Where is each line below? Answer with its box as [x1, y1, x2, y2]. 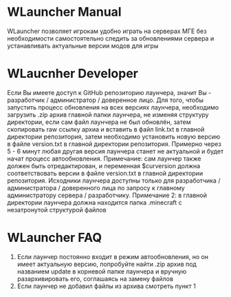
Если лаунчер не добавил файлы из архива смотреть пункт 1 [16, 282, 196, 290]
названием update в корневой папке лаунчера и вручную [16, 267, 187, 276]
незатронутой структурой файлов [7, 205, 107, 214]
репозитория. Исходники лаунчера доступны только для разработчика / [7, 176, 221, 185]
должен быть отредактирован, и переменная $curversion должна [7, 161, 201, 170]
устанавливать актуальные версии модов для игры [7, 41, 159, 50]
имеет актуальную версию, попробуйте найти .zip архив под [16, 260, 197, 268]
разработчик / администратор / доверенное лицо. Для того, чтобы [7, 96, 204, 104]
